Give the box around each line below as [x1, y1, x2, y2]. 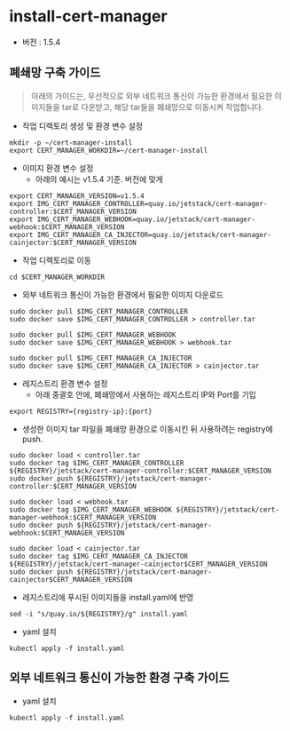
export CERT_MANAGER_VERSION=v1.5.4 [9, 191, 145, 201]
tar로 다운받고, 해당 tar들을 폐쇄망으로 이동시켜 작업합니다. [61, 101, 264, 112]
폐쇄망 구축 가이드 [9, 65, 101, 81]
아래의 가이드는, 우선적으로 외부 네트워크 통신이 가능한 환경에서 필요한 [30, 91, 273, 101]
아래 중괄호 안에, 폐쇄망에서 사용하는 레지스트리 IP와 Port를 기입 [35, 389, 257, 400]
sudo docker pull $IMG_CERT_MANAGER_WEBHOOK [9, 330, 176, 339]
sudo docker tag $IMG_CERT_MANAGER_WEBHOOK [9, 505, 173, 514]
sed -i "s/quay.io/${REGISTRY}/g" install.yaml [9, 609, 189, 618]
